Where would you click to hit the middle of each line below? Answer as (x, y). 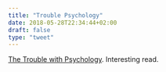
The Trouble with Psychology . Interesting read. (83, 59)
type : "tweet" (31, 37)
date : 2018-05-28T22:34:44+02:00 (63, 23)
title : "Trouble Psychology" (56, 15)
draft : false (29, 30)
